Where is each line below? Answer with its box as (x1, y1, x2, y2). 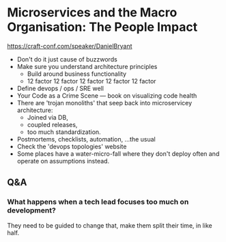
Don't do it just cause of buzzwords (16, 55, 117, 63)
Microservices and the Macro (7, 5, 178, 21)
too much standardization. (27, 128, 101, 136)
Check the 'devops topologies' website (16, 142, 127, 150)
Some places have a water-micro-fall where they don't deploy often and (16, 149, 220, 158)
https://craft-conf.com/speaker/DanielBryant (7, 42, 132, 50)
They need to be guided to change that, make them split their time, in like (7, 221, 213, 230)
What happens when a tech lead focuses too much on (7, 197, 189, 206)
